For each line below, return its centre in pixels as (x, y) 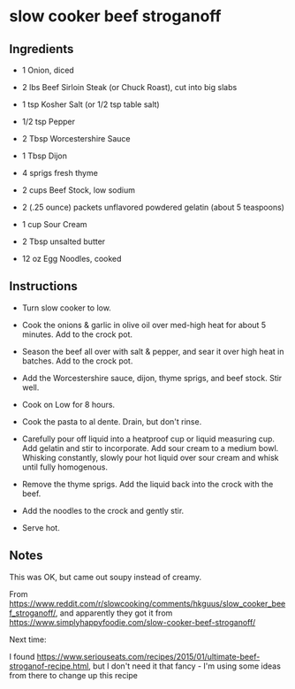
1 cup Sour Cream (54, 224)
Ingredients (42, 49)
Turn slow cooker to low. (67, 308)
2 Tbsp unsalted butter (64, 241)
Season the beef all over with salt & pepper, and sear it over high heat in (153, 351)
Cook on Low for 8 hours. (68, 404)
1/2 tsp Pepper (48, 122)
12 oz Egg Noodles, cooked (72, 259)
